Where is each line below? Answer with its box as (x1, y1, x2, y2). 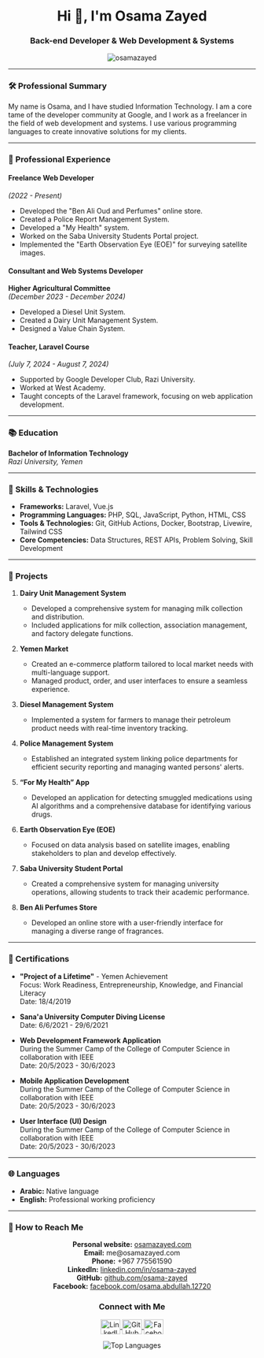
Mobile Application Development (19, 1076, 130, 1085)
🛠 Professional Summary (8, 80, 108, 91)
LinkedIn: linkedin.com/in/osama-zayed (68, 1265, 196, 1274)
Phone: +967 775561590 (91, 1256, 173, 1266)
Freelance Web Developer (8, 173, 94, 183)
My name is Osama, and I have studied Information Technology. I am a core (8, 102, 252, 111)
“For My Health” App (19, 778, 90, 787)
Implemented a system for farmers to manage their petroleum (31, 715, 231, 724)
